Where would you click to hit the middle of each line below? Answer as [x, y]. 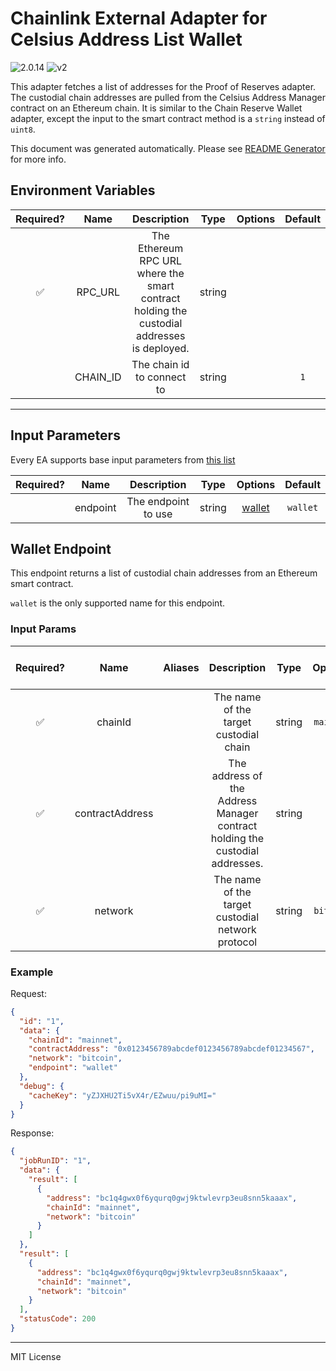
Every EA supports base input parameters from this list [123, 459]
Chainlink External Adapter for [139, 18]
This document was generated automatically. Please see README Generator [168, 148]
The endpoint [158, 501]
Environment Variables [83, 190]
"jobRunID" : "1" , [55, 1161]
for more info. [38, 159]
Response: [32, 1133]
